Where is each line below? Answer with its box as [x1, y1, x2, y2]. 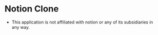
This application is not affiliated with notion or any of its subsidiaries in [11, 19, 153, 25]
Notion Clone [4, 3, 59, 14]
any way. [11, 24, 30, 30]
